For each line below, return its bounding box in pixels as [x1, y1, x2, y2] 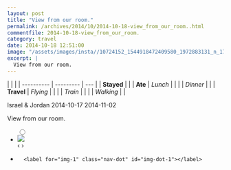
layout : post [7, 10, 45, 17]
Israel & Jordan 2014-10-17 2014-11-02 [7, 100, 117, 109]
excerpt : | [7, 55, 38, 62]
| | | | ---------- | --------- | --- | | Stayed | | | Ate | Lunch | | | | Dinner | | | [7, 80, 215, 88]
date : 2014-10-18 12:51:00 [7, 42, 85, 49]
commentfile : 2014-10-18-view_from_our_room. [7, 29, 140, 36]
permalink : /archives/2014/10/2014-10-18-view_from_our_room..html [7, 23, 205, 30]
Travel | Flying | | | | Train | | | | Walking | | [7, 87, 126, 96]
